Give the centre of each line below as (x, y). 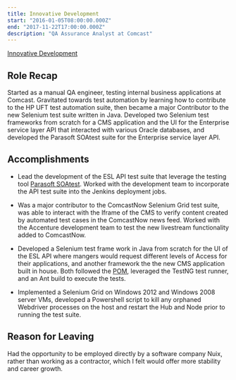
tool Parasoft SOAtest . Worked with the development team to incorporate (123, 184)
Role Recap (32, 76)
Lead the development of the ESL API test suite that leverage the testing (122, 176)
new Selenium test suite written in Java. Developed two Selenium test (108, 115)
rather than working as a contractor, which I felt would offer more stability (114, 361)
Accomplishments (48, 159)
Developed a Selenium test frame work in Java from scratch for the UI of (123, 248)
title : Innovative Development (53, 14)
